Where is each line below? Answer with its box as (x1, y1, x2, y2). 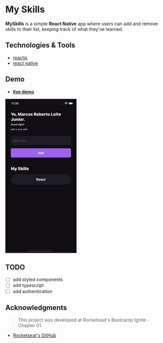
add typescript (12, 282, 44, 289)
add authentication (12, 288, 53, 294)
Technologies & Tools (5, 41, 75, 50)
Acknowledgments (5, 303, 68, 312)
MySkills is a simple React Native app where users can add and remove (5, 21, 158, 27)
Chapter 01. (17, 322, 43, 329)
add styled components (12, 276, 63, 283)
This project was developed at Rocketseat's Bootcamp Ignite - (17, 317, 150, 323)
